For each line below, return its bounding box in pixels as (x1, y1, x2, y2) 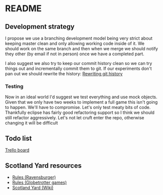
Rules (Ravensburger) (12, 174, 56, 180)
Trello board (5, 147, 30, 153)
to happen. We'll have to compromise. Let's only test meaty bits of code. (5, 105, 151, 110)
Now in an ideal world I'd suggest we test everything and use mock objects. (5, 94, 158, 100)
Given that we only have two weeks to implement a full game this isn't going (5, 99, 158, 105)
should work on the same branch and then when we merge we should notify (5, 46, 158, 51)
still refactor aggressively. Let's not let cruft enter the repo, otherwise (5, 115, 144, 121)
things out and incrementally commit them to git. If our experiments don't (5, 65, 152, 71)
